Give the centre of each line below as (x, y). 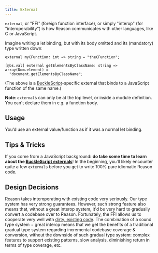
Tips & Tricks (25, 145)
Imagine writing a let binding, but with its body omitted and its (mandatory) (79, 43)
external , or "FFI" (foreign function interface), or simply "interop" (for (74, 23)
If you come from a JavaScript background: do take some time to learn (76, 157)
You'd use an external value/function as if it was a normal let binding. (74, 129)
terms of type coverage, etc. (33, 245)
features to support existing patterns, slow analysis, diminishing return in (77, 240)
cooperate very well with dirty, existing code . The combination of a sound (78, 220)
